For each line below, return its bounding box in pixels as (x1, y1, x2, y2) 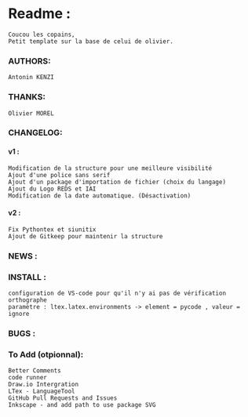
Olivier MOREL (8, 109, 55, 118)
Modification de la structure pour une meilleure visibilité (8, 164, 213, 172)
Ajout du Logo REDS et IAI (8, 185, 97, 193)
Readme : (8, 5, 71, 23)
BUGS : (8, 328, 36, 339)
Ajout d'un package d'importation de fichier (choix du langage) (8, 178, 226, 186)
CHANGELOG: (8, 127, 63, 138)
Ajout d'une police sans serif (8, 171, 111, 179)
